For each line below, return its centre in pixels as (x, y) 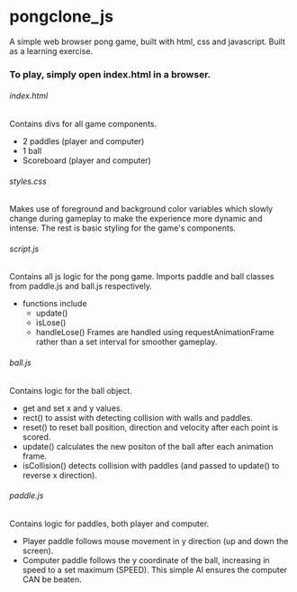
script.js (24, 249)
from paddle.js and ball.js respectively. (81, 287)
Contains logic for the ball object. (71, 390)
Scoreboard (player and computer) (86, 160)
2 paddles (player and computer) (83, 141)
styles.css (28, 181)
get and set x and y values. (72, 408)
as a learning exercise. (51, 50)
